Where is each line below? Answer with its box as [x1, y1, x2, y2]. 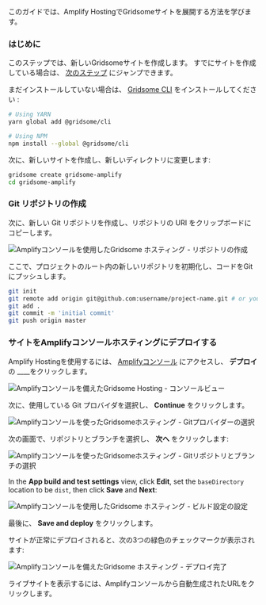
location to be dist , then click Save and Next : [8, 484, 158, 494]
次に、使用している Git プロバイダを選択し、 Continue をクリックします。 [8, 400, 249, 410]
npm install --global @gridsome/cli [8, 140, 129, 147]
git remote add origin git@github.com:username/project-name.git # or [8, 294, 246, 303]
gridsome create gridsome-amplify [8, 170, 123, 178]
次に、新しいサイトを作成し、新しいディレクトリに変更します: [8, 155, 211, 164]
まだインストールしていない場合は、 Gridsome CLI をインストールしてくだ [8, 85, 250, 94]
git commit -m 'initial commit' [8, 309, 115, 317]
